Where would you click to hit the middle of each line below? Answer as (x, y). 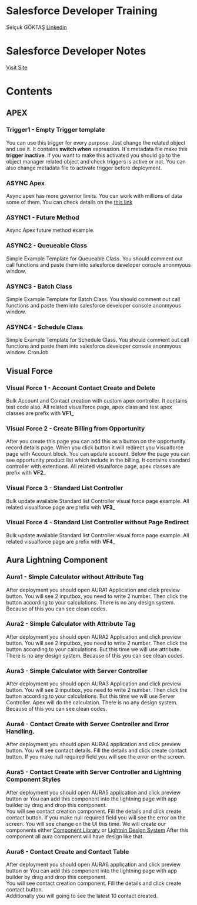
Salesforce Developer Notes (76, 51)
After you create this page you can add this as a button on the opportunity (96, 442)
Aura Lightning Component (57, 560)
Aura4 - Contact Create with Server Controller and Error (88, 724)
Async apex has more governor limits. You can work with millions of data (94, 196)
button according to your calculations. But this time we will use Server (91, 696)
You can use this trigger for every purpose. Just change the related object (96, 142)
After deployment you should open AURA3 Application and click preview (94, 684)
